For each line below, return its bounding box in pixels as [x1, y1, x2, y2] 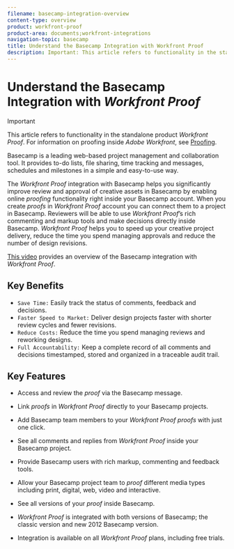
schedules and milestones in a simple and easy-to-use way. [7, 166, 179, 174]
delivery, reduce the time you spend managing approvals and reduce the [7, 231, 216, 240]
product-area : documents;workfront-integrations [7, 29, 151, 37]
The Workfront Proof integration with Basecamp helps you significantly [7, 179, 211, 188]
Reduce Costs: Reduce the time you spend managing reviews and [17, 328, 205, 337]
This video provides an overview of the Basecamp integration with [7, 252, 197, 261]
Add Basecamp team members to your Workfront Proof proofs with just [17, 416, 223, 424]
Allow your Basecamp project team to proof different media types [17, 479, 205, 487]
